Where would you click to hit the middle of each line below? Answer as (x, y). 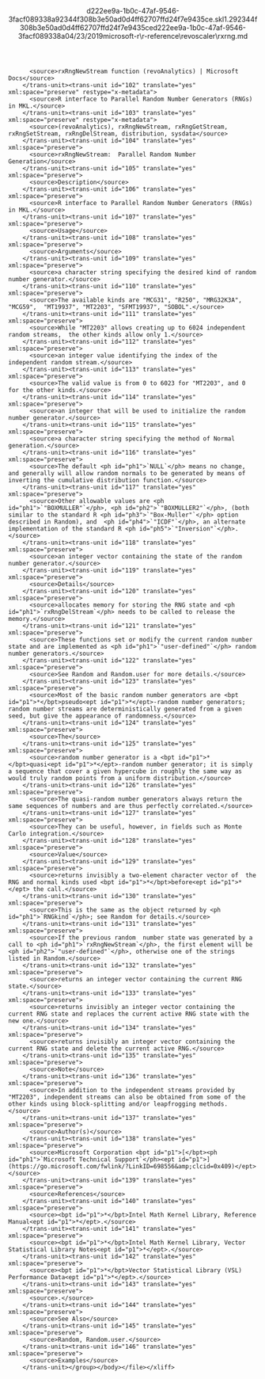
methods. (213, 1104)
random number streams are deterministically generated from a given (125, 709)
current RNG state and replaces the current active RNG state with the (129, 1014)
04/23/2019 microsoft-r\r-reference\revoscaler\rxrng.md (156, 36)
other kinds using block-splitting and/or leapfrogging (102, 1104)
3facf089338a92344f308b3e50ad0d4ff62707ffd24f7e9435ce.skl (116, 19)
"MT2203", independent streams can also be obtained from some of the (127, 1097)
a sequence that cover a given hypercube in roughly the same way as (125, 771)
